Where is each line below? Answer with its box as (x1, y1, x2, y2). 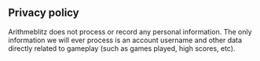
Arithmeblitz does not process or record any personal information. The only (8, 27, 253, 36)
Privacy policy (8, 6, 80, 20)
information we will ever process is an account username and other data (8, 35, 242, 45)
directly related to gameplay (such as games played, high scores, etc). (8, 43, 236, 53)
